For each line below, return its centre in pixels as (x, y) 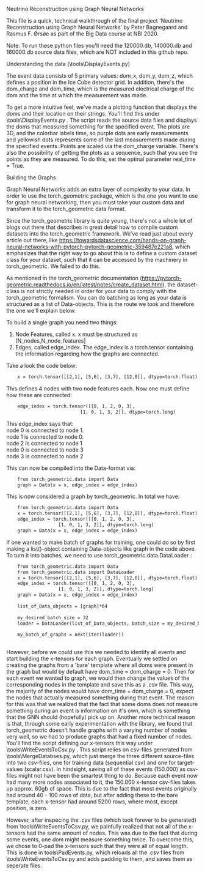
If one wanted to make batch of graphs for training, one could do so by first (101, 542)
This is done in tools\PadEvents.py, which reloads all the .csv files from (95, 852)
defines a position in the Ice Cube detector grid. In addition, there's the (95, 82)
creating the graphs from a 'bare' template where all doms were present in (100, 665)
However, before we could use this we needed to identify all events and (96, 652)
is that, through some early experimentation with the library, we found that (99, 724)
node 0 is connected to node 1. (45, 430)
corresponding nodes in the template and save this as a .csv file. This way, (100, 684)
